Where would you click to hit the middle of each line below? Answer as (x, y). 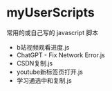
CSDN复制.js (35, 63)
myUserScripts (50, 13)
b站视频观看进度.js (43, 47)
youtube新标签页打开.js (50, 72)
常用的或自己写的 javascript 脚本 (52, 32)
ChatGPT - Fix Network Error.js (60, 55)
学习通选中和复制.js (44, 80)
